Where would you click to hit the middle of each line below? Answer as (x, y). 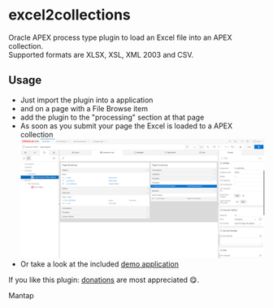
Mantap (21, 296)
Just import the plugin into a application (87, 100)
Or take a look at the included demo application (99, 264)
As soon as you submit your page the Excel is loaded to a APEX (126, 126)
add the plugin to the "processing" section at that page (112, 117)
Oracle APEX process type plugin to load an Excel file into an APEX (121, 37)
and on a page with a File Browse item (84, 108)
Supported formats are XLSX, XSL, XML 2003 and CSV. (101, 54)
